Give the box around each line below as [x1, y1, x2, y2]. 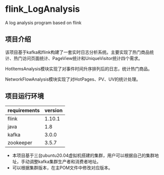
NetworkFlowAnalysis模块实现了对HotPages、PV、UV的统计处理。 [5, 76, 141, 82]
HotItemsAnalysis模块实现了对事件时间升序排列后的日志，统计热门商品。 [5, 65, 152, 72]
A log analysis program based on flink [5, 20, 82, 26]
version [44, 107, 63, 114]
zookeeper [7, 139, 33, 146]
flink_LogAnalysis [5, 3, 80, 15]
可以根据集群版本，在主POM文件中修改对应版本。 [12, 165, 113, 171]
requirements [7, 107, 40, 114]
